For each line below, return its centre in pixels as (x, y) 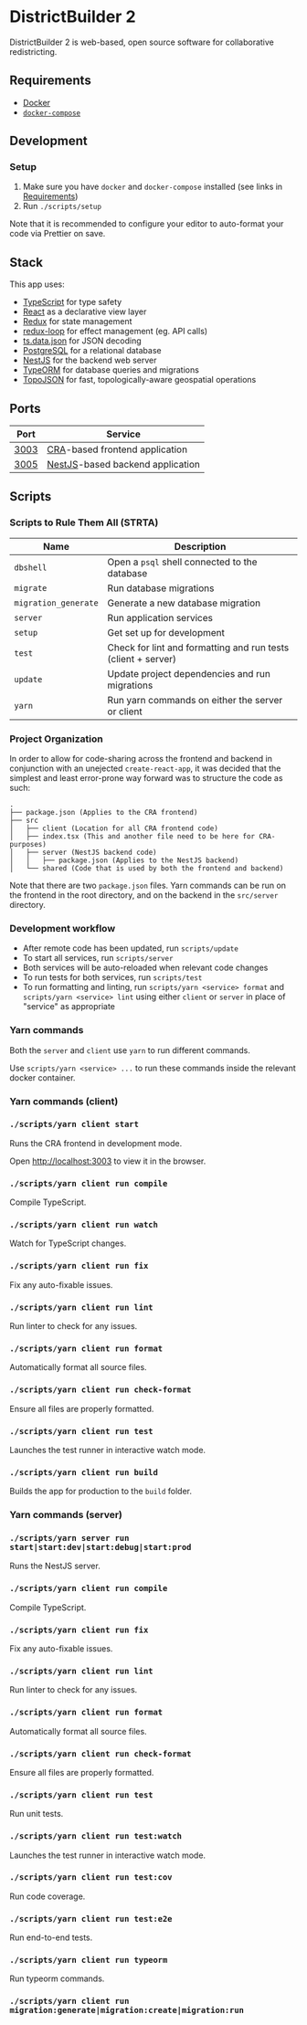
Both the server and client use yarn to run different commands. (130, 1050)
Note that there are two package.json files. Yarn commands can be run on (148, 886)
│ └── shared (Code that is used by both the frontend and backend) (147, 869)
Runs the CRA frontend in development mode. (96, 1143)
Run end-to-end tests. (51, 1937)
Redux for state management (77, 322)
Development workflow (63, 928)
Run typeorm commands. (57, 1978)
